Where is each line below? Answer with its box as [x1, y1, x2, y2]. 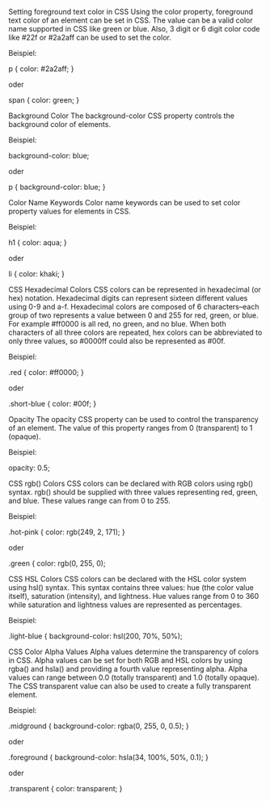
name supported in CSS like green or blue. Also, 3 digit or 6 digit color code [8, 24, 260, 33]
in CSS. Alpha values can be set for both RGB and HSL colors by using [8, 656, 243, 665]
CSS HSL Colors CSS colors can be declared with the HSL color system [8, 574, 247, 584]
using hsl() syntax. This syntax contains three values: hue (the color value [8, 583, 255, 592]
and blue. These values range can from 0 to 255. [8, 496, 171, 505]
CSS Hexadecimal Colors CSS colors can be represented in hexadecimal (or [8, 285, 261, 294]
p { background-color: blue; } [8, 182, 106, 192]
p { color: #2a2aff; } [8, 64, 74, 74]
